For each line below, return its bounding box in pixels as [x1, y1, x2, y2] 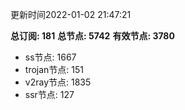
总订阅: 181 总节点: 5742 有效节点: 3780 [10, 30, 175, 42]
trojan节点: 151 [24, 64, 84, 75]
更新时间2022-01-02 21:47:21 [10, 9, 132, 20]
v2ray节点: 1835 [24, 76, 92, 88]
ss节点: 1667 [24, 51, 77, 63]
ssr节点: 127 [24, 89, 75, 100]
